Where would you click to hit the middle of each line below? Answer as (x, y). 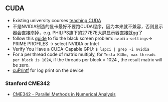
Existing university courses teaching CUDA (57, 20)
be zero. (21, 65)
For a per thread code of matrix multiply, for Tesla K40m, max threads (84, 54)
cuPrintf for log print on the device (48, 70)
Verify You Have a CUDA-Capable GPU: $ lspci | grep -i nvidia (81, 49)
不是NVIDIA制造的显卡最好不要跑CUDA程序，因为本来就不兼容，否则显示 (88, 26)
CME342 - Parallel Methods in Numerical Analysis (64, 94)
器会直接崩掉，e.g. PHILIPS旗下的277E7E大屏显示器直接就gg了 (77, 33)
